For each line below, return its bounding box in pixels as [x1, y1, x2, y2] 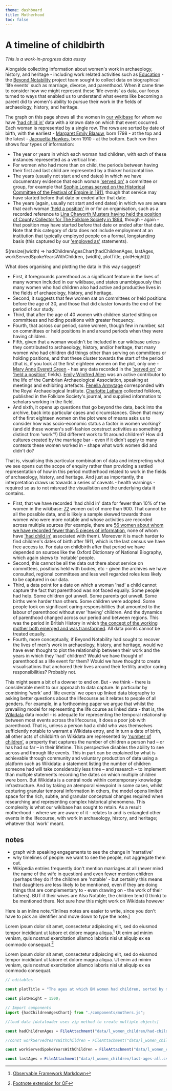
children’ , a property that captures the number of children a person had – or [5, 739, 165, 745]
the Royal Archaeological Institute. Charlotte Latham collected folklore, [12, 388, 162, 394]
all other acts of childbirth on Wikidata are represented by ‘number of [5, 733, 151, 739]
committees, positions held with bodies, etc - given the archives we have [12, 566, 167, 572]
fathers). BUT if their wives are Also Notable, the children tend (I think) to [12, 893, 167, 899]
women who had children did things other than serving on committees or [12, 349, 166, 356]
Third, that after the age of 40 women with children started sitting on [12, 312, 158, 318]
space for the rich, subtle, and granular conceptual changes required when [5, 793, 164, 799]
